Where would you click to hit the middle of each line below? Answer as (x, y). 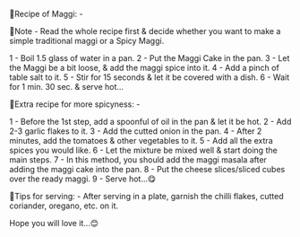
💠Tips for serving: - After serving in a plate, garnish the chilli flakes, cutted (146, 196)
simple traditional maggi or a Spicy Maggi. (87, 41)
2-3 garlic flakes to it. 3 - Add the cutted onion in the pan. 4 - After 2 (136, 131)
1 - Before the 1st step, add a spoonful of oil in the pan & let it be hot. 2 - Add (150, 122)
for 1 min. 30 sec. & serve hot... (66, 87)
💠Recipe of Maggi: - (46, 14)
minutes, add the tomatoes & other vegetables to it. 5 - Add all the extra (141, 140)
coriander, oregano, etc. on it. (64, 206)
